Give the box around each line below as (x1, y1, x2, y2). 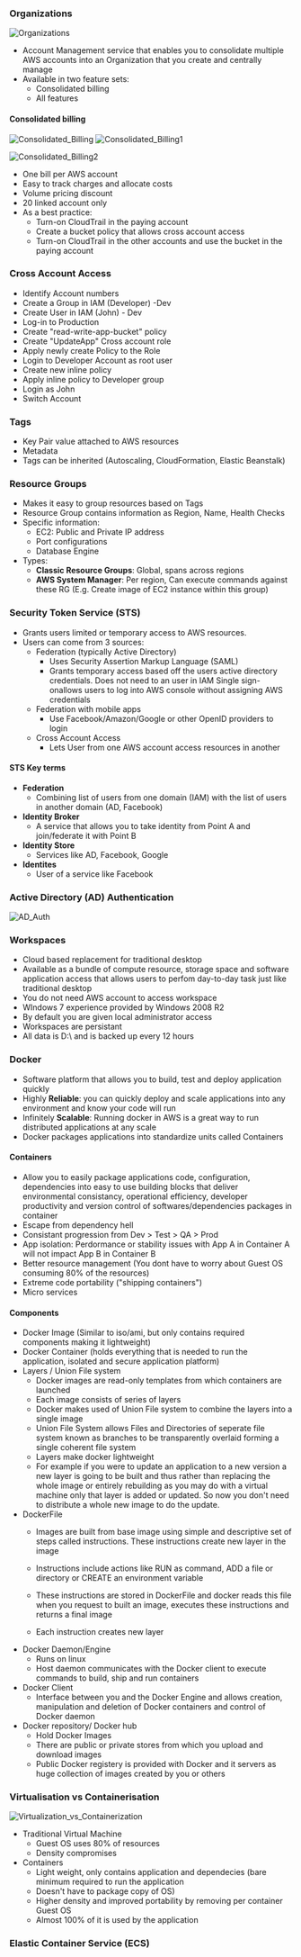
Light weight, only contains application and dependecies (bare (35, 1867, 267, 1878)
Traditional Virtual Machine (22, 1828, 123, 1839)
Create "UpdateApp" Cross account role (22, 336, 172, 347)
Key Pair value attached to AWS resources (22, 436, 180, 447)
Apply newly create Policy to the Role (22, 345, 161, 356)
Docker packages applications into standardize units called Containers (22, 1131, 284, 1141)
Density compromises (35, 1848, 117, 1859)
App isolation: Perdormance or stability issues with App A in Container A (22, 1239, 290, 1249)
